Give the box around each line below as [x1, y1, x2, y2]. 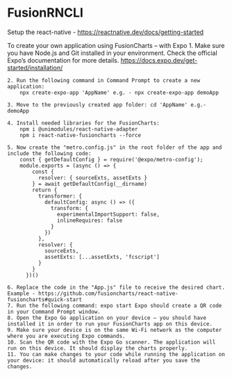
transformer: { [38, 193, 82, 200]
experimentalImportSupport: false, [56, 211, 160, 218]
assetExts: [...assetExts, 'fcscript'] [44, 253, 160, 260]
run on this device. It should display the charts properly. [7, 344, 188, 352]
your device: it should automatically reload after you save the [7, 357, 200, 364]
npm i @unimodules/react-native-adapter [19, 125, 138, 133]
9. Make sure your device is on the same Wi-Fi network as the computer [7, 326, 222, 333]
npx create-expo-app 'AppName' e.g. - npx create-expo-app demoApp [19, 89, 219, 96]
